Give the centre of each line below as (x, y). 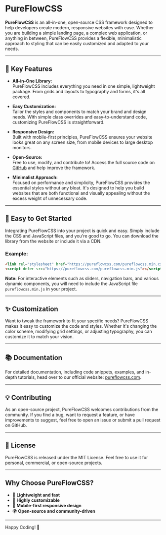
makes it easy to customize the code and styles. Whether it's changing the (81, 326)
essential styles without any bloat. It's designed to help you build (78, 188)
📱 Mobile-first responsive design (47, 505)
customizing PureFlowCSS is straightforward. (58, 122)
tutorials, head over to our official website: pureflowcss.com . (80, 377)
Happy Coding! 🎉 (22, 527)
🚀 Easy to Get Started (39, 219)
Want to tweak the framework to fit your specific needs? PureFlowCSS (77, 321)
